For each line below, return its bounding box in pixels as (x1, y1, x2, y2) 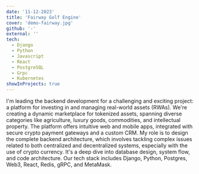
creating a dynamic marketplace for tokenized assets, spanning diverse (6, 110, 182, 117)
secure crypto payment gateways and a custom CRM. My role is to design (6, 129, 188, 136)
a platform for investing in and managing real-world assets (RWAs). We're (6, 104, 188, 111)
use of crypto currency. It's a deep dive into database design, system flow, (6, 148, 190, 155)
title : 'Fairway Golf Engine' (6, 14, 82, 20)
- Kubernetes (11, 75, 44, 81)
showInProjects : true (6, 81, 60, 87)
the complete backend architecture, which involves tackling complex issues (6, 136, 192, 142)
